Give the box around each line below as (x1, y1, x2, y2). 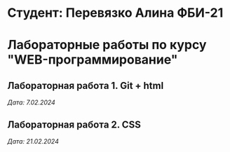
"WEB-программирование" (7, 52, 178, 68)
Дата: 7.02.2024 (7, 98, 56, 106)
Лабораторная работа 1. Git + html (7, 79, 164, 92)
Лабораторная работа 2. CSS (7, 118, 142, 130)
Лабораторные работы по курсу (7, 37, 207, 53)
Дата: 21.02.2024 (7, 137, 60, 145)
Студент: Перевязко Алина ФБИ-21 (7, 5, 224, 21)
